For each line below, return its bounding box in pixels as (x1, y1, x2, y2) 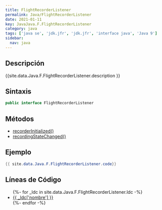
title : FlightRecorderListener (5, 7, 71, 13)
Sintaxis (5, 87, 32, 96)
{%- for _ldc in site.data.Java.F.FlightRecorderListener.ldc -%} (12, 189, 143, 195)
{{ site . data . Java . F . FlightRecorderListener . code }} (5, 161, 116, 166)
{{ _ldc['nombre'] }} (12, 194, 54, 200)
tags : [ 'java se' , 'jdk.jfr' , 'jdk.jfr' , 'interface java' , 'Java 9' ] (5, 31, 157, 36)
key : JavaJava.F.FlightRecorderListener (5, 21, 92, 27)
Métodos (5, 114, 34, 123)
